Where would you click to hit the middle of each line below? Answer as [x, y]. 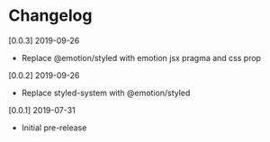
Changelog [50, 16]
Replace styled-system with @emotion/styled [106, 93]
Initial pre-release [54, 128]
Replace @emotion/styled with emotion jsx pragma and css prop [141, 58]
